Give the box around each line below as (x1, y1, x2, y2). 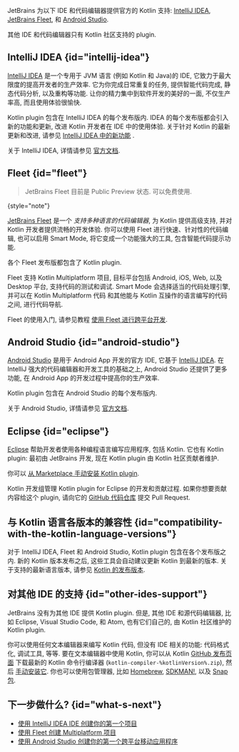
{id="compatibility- (134, 516, 223, 528)
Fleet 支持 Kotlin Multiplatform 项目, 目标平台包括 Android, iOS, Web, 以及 (7, 273, 223, 282)
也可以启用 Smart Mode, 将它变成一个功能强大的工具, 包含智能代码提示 (16, 234, 225, 243)
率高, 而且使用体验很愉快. (7, 98, 82, 106)
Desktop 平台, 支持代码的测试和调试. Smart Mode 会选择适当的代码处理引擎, (7, 282, 230, 290)
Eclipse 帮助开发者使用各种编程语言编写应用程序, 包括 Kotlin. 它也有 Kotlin (7, 445, 224, 454)
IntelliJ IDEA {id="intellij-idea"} (7, 51, 150, 63)
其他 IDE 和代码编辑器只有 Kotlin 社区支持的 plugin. (7, 31, 157, 39)
